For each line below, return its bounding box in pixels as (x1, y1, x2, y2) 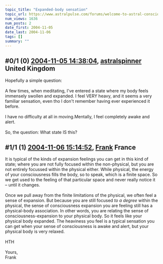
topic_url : (5, 12, 27, 17)
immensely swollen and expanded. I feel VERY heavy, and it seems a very (5, 93, 152, 99)
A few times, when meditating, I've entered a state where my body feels (5, 88, 149, 94)
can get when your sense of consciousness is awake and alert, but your (5, 224, 149, 229)
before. (5, 103, 20, 109)
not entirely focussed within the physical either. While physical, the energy (5, 167, 154, 172)
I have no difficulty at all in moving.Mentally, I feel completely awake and (5, 113, 150, 119)
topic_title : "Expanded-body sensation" (5, 7, 88, 12)
